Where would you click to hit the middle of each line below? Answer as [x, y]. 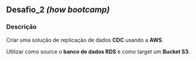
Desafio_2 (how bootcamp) [58, 10]
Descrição [22, 27]
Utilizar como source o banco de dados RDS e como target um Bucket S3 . [98, 51]
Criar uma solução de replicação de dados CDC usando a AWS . [85, 40]
